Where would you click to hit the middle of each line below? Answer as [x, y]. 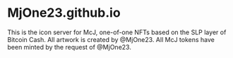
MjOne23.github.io [64, 13]
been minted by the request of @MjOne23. [70, 47]
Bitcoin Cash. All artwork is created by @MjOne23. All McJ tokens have [111, 39]
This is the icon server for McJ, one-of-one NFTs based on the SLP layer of [117, 32]
